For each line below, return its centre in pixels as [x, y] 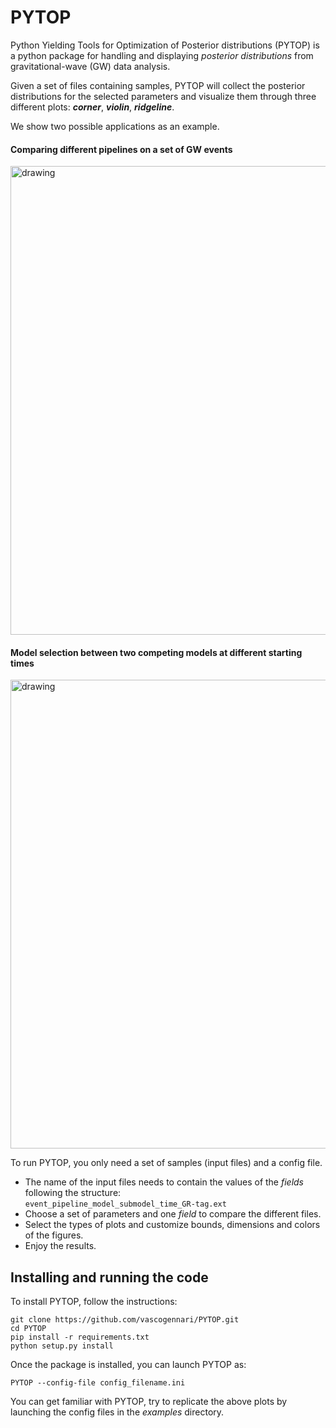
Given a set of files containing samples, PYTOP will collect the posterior [158, 85]
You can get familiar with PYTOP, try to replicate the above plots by [149, 1402]
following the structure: [73, 1193]
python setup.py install [62, 1346]
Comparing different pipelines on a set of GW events [121, 149]
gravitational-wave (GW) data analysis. [90, 66]
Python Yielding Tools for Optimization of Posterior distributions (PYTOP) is [165, 45]
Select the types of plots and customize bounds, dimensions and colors [172, 1225]
